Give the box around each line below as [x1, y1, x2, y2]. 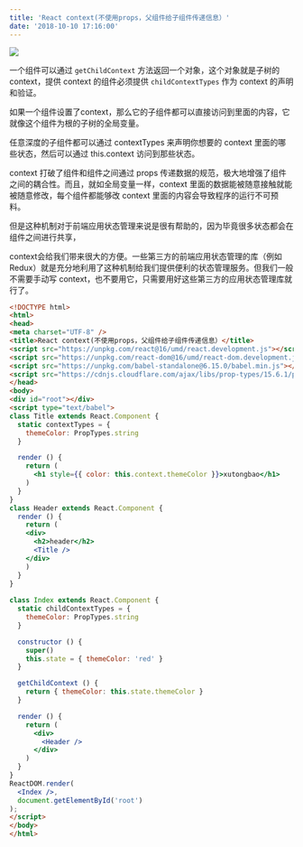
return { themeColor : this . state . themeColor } [25, 687, 204, 696]
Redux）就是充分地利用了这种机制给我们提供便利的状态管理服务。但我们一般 [9, 262, 294, 273]
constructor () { [17, 638, 83, 647]
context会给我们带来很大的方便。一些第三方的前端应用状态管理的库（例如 [9, 250, 282, 262]
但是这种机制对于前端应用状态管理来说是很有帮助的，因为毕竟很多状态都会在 [9, 220, 294, 231]
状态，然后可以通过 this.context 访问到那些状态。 [16, 148, 200, 159]
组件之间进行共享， [9, 231, 81, 242]
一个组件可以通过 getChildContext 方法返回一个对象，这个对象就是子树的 [9, 64, 280, 75]
